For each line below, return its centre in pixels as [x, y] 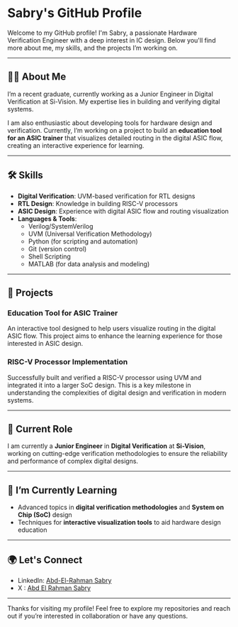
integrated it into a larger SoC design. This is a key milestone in [99, 385]
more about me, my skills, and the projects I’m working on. [93, 48]
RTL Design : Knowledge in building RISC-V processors [98, 203]
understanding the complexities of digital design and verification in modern [117, 393]
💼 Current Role [40, 429]
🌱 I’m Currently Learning [62, 490]
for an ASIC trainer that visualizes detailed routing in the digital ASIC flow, [115, 138]
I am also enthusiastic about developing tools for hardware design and [110, 123]
